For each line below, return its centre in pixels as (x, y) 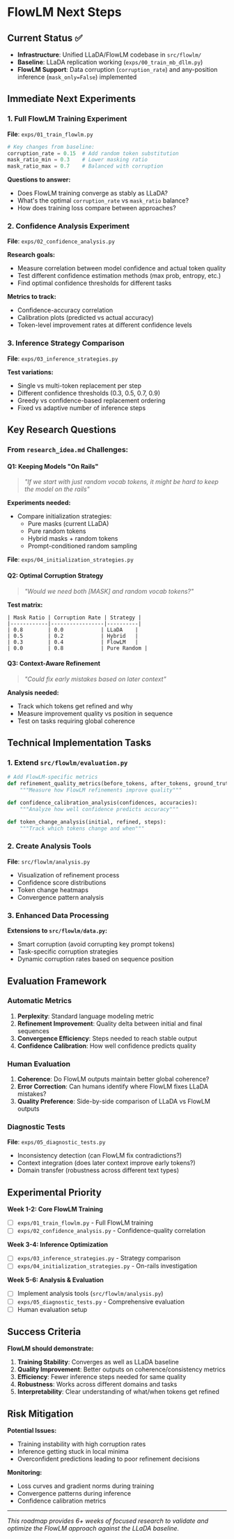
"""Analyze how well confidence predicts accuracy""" (99, 809)
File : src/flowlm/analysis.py (49, 861)
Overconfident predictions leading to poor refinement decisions (108, 1459)
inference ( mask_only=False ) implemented (77, 77)
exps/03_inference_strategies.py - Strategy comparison (99, 1258)
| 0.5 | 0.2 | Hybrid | (73, 636)
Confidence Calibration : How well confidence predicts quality (107, 1046)
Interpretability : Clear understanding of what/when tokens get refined (118, 1392)
